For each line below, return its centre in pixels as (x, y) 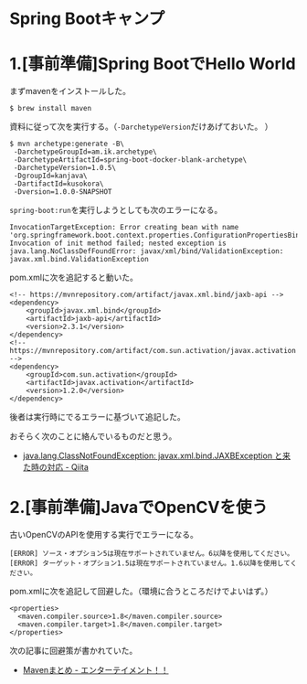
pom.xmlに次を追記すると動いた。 (74, 278)
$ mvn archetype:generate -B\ (67, 144)
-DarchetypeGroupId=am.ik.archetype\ (85, 152)
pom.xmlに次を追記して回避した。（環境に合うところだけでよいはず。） (141, 592)
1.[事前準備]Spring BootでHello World (153, 64)
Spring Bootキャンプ (87, 19)
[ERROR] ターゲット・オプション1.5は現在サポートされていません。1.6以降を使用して (150, 563)
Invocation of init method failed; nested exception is (118, 243)
